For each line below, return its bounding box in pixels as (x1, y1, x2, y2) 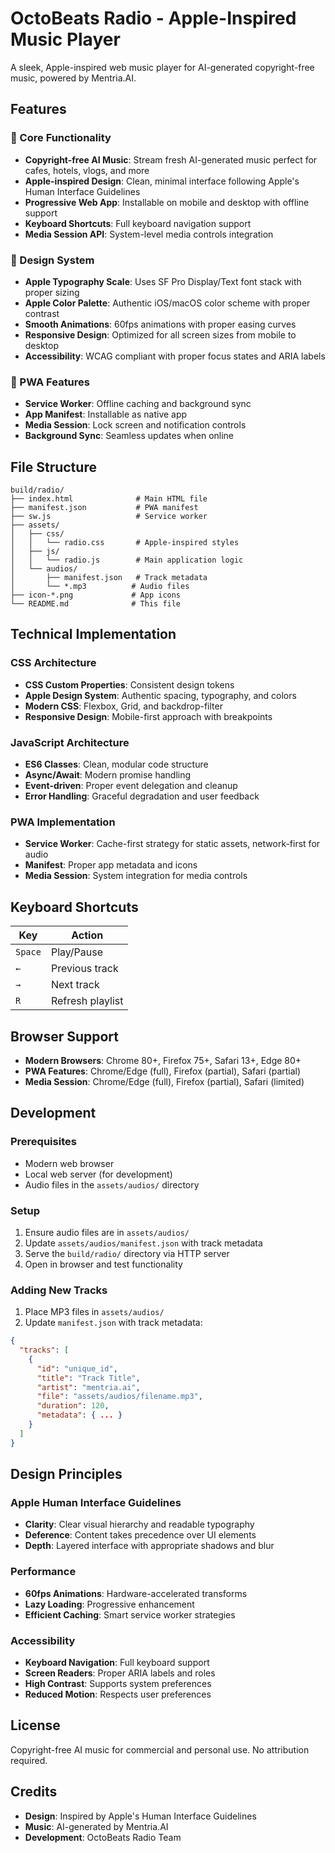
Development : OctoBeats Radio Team (24, 1831, 182, 1843)
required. (10, 1754, 48, 1766)
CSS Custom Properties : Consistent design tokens (24, 678, 235, 691)
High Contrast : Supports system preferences (24, 1678, 212, 1689)
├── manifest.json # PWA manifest (10, 503, 199, 513)
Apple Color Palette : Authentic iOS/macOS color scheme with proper (24, 297, 311, 309)
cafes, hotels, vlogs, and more (24, 164, 150, 176)
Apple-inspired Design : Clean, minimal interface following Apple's (24, 175, 300, 187)
